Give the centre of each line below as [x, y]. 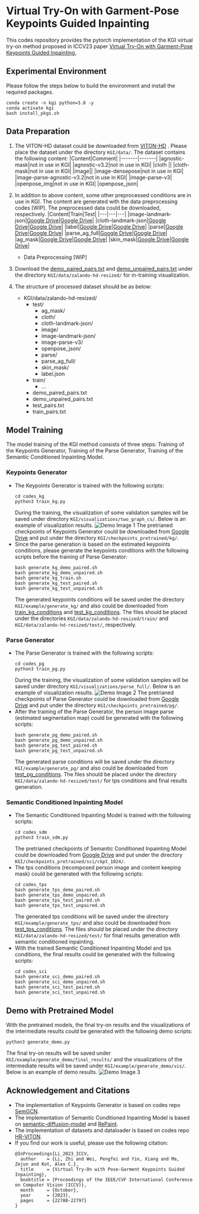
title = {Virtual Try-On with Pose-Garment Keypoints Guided [102, 1169]
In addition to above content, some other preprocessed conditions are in [103, 195]
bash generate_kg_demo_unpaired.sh [59, 573]
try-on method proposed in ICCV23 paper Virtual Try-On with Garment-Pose [99, 46]
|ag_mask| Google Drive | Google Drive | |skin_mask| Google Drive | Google [102, 239]
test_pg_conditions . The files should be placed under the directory [96, 774]
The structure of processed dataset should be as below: [83, 286]
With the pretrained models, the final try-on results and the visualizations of [98, 1025]
